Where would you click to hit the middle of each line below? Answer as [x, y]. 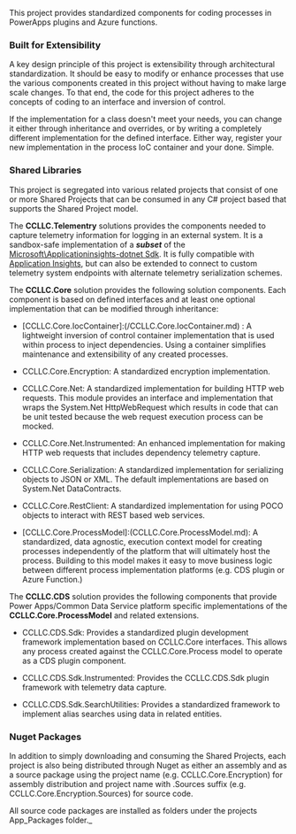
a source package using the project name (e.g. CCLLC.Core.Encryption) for [146, 775]
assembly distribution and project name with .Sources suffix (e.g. [128, 784]
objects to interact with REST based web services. [114, 515]
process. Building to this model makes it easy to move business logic [147, 560]
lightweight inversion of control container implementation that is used [148, 335]
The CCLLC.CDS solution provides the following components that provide [143, 596]
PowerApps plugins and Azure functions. [83, 22]
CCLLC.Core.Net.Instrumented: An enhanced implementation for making [153, 443]
